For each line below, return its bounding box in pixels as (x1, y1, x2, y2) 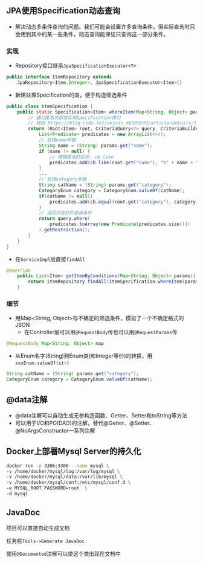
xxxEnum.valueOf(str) (14, 360, 69, 367)
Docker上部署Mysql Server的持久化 (6, 446, 141, 457)
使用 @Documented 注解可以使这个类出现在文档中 (6, 550, 121, 557)
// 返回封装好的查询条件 (38, 210, 92, 216)
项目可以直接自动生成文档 (6, 524, 70, 532)
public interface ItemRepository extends (6, 74, 112, 80)
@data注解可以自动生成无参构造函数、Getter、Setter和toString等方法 (14, 411, 187, 419)
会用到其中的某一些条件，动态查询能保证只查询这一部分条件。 (14, 30, 169, 37)
